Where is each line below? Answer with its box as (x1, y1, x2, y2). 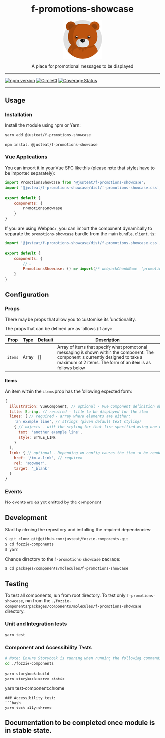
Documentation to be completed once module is (5, 719, 155, 727)
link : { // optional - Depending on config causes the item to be (9, 450, 148, 455)
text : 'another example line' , (18, 430, 82, 435)
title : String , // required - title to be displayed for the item (9, 409, 148, 414)
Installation (5, 111, 33, 118)
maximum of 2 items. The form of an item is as (57, 360, 151, 366)
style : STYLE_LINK (18, 435, 56, 440)
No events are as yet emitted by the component (5, 499, 102, 505)
